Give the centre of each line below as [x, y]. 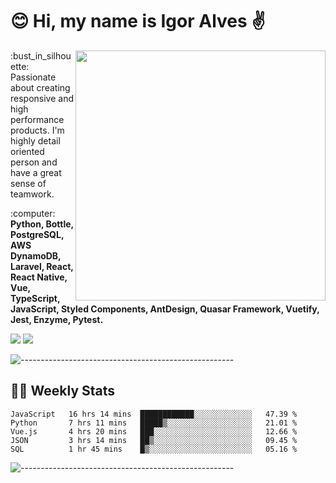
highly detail [35, 140]
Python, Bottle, [42, 224]
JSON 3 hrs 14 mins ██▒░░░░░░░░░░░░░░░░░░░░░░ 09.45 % [154, 440]
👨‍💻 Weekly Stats [63, 391]
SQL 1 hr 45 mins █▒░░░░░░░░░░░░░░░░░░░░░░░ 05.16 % [154, 449]
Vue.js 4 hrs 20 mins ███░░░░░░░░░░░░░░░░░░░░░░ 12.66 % [154, 431]
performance [37, 119]
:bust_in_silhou [41, 55]
